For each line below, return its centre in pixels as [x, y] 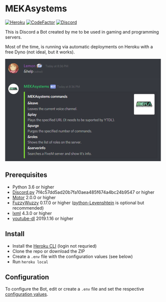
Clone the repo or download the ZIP [49, 251]
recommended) [28, 208]
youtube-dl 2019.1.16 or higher [43, 218]
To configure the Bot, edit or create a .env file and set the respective [75, 289]
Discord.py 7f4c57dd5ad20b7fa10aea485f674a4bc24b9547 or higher [83, 192]
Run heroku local [30, 261]
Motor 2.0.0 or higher [34, 197]
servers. [14, 37]
